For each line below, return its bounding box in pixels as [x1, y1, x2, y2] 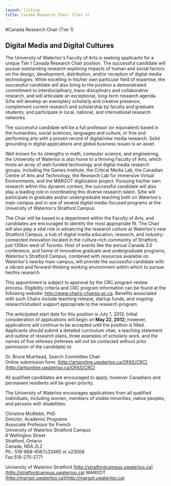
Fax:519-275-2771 [5, 454, 43, 460]
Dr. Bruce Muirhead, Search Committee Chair [5, 354, 101, 360]
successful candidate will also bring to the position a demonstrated [5, 82, 146, 88]
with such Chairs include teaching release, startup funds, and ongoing [5, 295, 153, 302]
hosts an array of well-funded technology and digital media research [5, 162, 150, 168]
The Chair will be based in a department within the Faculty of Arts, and [5, 215, 154, 221]
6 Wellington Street [5, 432, 46, 438]
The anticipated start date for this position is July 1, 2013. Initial [5, 311, 138, 318]
